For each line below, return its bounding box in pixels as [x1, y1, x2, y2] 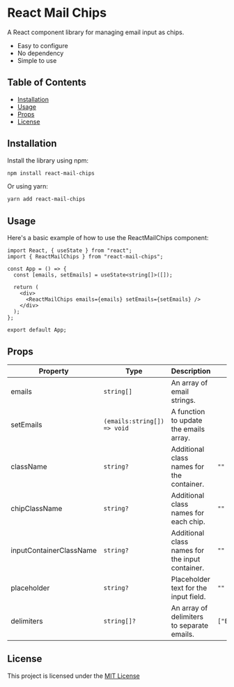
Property [38, 366, 69, 376]
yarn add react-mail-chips [7, 195, 86, 203]
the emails [171, 424, 205, 434]
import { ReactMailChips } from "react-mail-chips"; [7, 253, 164, 260]
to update [171, 415, 203, 425]
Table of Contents [7, 77, 87, 89]
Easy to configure [17, 41, 68, 50]
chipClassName [10, 503, 63, 513]
